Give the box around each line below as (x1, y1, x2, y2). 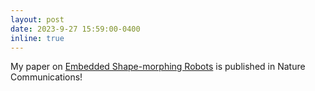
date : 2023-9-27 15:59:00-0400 (10, 24, 141, 34)
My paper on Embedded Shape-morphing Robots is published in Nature (10, 61, 306, 73)
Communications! (10, 71, 83, 83)
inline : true (10, 33, 65, 43)
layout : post (10, 14, 65, 25)
